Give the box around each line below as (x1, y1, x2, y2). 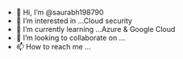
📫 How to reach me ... (15, 42, 91, 51)
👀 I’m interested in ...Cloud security (15, 16, 133, 26)
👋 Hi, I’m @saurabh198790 (15, 8, 104, 17)
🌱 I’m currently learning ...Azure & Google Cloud (15, 25, 176, 33)
